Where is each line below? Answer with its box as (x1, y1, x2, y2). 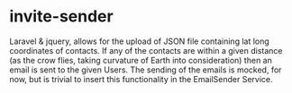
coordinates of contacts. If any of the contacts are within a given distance (9, 45, 283, 55)
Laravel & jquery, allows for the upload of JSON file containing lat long (9, 36, 270, 46)
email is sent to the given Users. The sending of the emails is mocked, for (9, 64, 282, 75)
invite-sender (9, 6, 114, 27)
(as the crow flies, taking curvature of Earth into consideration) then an (9, 55, 272, 65)
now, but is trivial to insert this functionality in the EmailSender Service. (9, 73, 273, 84)
